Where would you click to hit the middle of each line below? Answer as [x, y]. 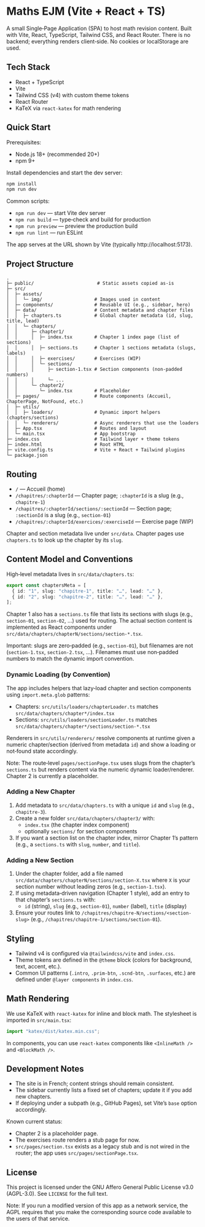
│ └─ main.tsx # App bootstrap [71, 434]
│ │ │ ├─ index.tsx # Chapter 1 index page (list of [93, 337]
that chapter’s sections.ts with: [56, 900]
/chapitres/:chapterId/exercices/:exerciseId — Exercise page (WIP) [104, 521]
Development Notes [45, 1069]
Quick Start [29, 127]
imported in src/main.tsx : [39, 1020]
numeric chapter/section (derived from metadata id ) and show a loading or [101, 744]
